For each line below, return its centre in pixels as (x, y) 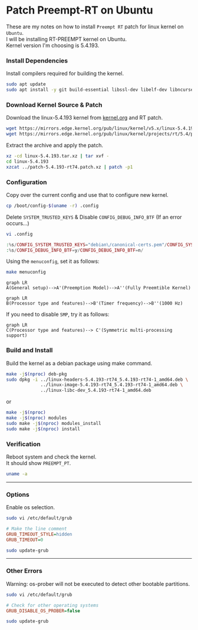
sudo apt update (26, 84)
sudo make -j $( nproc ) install (43, 429)
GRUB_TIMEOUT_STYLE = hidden (39, 534)
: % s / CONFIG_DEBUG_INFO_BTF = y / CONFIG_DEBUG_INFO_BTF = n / (75, 250)
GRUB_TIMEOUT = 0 (25, 540)
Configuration (27, 182)
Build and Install (29, 350)
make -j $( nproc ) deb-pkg (37, 374)
